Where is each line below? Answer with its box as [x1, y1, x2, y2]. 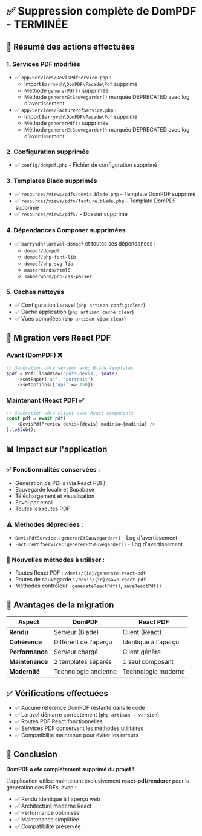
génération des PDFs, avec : [6, 783, 77, 791]
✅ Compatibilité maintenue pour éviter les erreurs [15, 731, 139, 738]
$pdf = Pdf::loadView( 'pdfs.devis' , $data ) [6, 370, 118, 376]
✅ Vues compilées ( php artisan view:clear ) [15, 315, 126, 323]
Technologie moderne [122, 667, 186, 676]
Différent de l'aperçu [53, 638, 113, 646]
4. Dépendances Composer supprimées [6, 226, 126, 235]
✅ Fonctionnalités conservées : [6, 466, 100, 474]
